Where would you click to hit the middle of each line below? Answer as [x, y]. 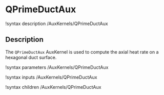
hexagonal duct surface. [31, 57]
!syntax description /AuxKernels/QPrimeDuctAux [57, 23]
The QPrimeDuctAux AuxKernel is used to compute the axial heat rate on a [82, 52]
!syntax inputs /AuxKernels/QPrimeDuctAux [51, 77]
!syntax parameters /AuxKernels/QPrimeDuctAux [57, 67]
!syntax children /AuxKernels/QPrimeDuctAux [53, 87]
